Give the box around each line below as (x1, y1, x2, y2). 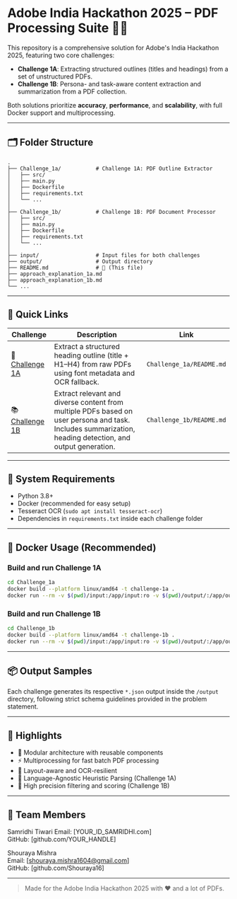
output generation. (54, 441, 116, 451)
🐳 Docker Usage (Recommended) (7, 542, 157, 554)
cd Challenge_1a (7, 579, 55, 586)
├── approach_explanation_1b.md (7, 276, 102, 284)
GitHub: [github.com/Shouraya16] (7, 864, 104, 872)
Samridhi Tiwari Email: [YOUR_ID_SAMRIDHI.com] (7, 828, 152, 836)
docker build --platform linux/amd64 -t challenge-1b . (7, 631, 175, 639)
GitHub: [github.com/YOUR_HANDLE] (7, 835, 116, 844)
